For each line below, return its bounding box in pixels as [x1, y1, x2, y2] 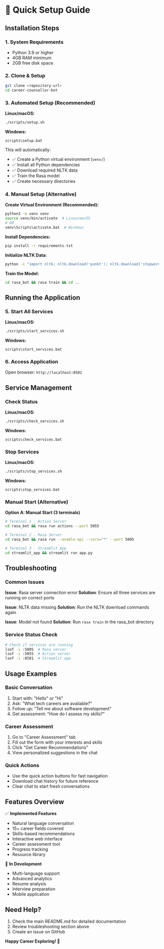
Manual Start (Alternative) [5, 499, 68, 506]
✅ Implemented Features [5, 811, 57, 817]
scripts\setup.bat [5, 138, 42, 143]
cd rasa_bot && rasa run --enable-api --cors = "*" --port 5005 [5, 537, 134, 542]
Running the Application [5, 293, 81, 302]
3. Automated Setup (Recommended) [5, 99, 96, 106]
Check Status [5, 398, 38, 405]
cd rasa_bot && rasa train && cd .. [5, 280, 80, 285]
